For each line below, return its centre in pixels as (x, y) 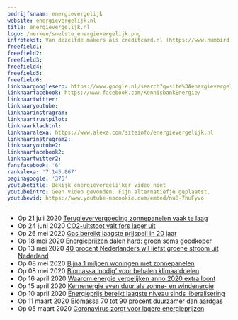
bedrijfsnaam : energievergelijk (55, 14)
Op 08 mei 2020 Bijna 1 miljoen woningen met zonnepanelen (106, 263)
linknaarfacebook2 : (36, 152)
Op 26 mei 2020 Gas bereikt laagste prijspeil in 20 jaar (97, 234)
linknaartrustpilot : (38, 119)
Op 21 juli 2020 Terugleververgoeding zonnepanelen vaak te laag (113, 218)
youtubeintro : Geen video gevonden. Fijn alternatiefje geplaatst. (109, 192)
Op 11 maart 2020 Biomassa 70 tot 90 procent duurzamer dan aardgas (120, 301)
